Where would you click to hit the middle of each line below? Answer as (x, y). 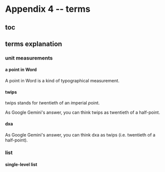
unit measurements (29, 58)
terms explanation (34, 44)
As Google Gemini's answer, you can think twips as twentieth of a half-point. (82, 112)
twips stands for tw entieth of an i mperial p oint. (52, 103)
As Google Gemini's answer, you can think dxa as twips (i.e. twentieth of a (80, 135)
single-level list (21, 165)
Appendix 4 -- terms (48, 9)
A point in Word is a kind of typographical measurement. (62, 81)
